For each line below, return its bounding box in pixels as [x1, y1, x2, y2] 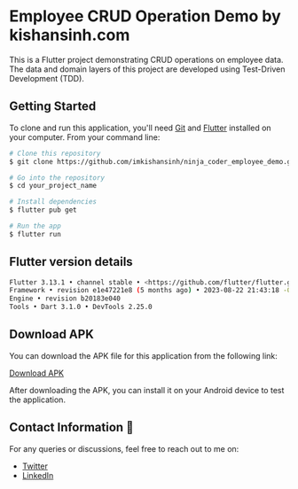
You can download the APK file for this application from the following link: [9, 350, 278, 361]
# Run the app [9, 221, 62, 230]
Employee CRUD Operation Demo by [9, 6, 281, 27]
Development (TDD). [9, 73, 84, 83]
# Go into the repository [9, 173, 105, 182]
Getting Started [9, 99, 97, 114]
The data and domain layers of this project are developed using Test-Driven [9, 64, 286, 74]
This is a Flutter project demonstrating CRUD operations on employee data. [9, 54, 284, 65]
